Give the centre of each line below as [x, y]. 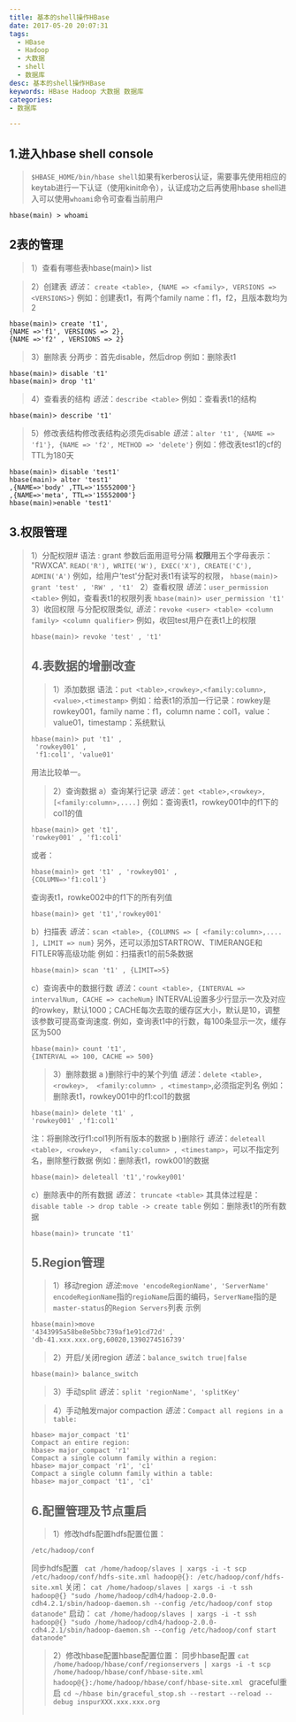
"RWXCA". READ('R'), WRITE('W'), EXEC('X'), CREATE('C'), [141, 565]
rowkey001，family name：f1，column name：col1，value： [162, 711]
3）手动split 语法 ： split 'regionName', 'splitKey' [147, 1392]
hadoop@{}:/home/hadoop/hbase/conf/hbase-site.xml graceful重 [170, 1682]
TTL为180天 [52, 455]
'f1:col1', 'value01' [75, 754]
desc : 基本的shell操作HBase [57, 83]
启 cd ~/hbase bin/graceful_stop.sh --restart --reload [157, 1693]
